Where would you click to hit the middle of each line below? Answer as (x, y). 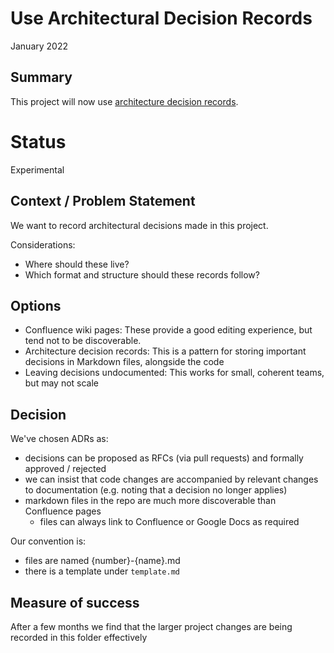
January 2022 (39, 46)
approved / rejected (65, 469)
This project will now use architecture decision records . (124, 101)
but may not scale (62, 383)
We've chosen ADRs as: (59, 439)
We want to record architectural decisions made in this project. (139, 225)
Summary (41, 77)
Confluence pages (63, 511)
